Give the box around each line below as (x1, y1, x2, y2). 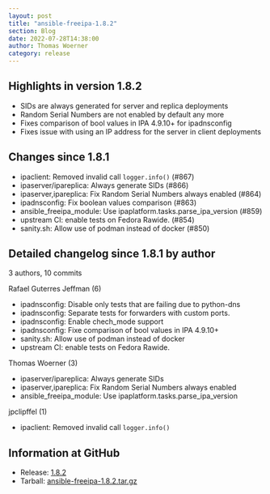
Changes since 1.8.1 (8, 151, 110, 164)
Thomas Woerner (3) (8, 358, 78, 368)
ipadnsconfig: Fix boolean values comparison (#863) (19, 198, 197, 207)
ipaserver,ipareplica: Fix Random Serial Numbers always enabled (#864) (19, 189, 262, 198)
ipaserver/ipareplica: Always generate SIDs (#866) (19, 180, 189, 190)
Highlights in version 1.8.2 (8, 79, 143, 93)
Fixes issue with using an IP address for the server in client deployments (19, 126, 261, 136)
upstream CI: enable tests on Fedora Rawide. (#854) (19, 215, 196, 224)
